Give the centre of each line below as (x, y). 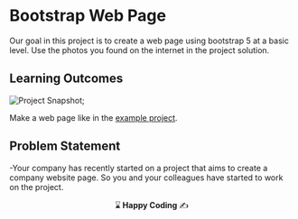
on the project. (37, 187)
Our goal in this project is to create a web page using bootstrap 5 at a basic (149, 41)
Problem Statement (65, 146)
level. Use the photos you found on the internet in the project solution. (140, 50)
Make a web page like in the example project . (93, 117)
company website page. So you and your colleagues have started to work (146, 178)
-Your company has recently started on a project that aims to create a (139, 168)
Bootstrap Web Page (88, 16)
